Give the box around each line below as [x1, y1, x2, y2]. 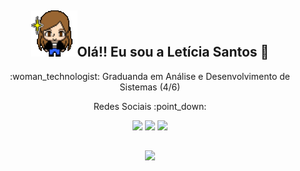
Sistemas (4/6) [119, 81, 181, 93]
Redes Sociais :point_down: [93, 100, 207, 112]
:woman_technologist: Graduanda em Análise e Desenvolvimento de [10, 70, 290, 82]
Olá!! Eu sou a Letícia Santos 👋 [76, 44, 270, 61]
